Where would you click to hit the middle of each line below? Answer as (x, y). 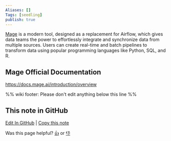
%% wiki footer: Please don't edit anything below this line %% (71, 94)
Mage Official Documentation (53, 72)
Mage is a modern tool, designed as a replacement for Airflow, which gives (84, 34)
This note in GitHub (37, 110)
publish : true (20, 19)
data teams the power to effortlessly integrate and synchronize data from (82, 39)
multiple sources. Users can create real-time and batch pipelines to (76, 45)
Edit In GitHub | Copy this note (37, 123)
